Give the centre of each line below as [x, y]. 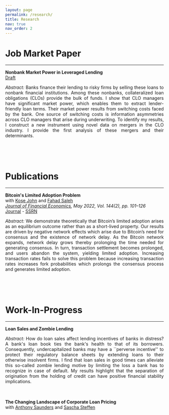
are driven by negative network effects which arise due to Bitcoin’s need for [84, 232]
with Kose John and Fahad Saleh [39, 200]
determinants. [20, 136]
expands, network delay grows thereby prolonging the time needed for [84, 242]
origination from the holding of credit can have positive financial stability [84, 376]
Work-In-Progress [44, 310]
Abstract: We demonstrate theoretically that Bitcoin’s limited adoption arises [84, 221]
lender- [156, 103]
